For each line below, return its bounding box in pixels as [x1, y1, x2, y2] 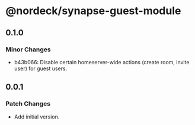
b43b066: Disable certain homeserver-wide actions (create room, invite [14, 58, 190, 65]
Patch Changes [5, 100, 51, 108]
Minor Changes [5, 45, 51, 54]
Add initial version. [14, 113, 60, 120]
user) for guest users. [14, 65, 68, 72]
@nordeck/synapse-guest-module [5, 4, 181, 18]
